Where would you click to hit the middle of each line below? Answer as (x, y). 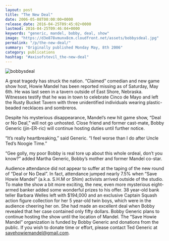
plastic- (154, 103)
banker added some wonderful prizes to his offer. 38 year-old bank (90, 190)
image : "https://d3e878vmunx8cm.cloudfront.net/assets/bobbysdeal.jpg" (82, 38)
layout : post (19, 10)
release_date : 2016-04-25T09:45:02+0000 (48, 24)
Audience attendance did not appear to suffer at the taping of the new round (85, 168)
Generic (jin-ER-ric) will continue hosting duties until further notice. (75, 128)
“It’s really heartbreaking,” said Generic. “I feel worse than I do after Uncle (82, 138)
